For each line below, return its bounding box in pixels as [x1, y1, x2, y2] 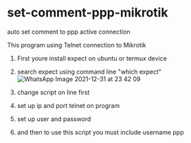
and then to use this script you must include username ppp [16, 128, 184, 136]
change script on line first [16, 88, 90, 96]
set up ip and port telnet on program [16, 101, 120, 109]
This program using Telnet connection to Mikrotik [7, 41, 146, 49]
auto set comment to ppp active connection [7, 27, 131, 36]
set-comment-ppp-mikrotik [7, 5, 168, 21]
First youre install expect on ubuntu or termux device [16, 54, 167, 63]
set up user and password [16, 115, 91, 123]
